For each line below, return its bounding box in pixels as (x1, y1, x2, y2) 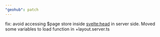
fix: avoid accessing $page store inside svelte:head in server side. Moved (5, 21, 155, 27)
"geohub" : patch (5, 7, 39, 12)
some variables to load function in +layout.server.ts (5, 26, 110, 32)
